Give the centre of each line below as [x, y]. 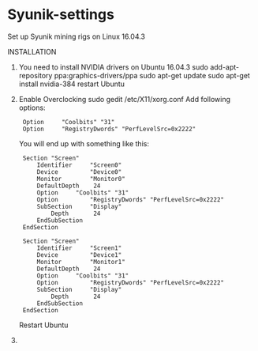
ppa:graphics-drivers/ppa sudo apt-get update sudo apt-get [152, 75]
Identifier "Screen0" [79, 165]
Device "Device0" [79, 172]
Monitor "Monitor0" [81, 179]
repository [36, 75]
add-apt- [224, 67]
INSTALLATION [32, 51]
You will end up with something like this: [84, 143]
